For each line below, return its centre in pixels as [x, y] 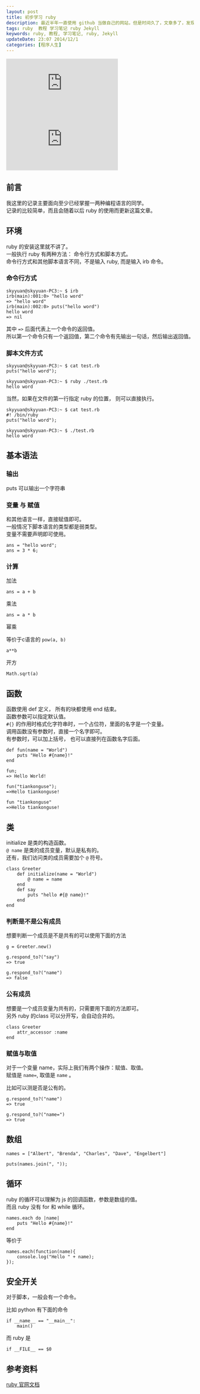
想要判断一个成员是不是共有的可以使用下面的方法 [66, 935]
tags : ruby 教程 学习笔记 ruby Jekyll [53, 28]
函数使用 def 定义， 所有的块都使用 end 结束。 [63, 709]
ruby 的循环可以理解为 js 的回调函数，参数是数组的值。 [74, 1199]
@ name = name [45, 879]
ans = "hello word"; [32, 546]
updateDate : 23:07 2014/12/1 [42, 39]
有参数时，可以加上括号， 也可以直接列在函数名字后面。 [75, 739]
